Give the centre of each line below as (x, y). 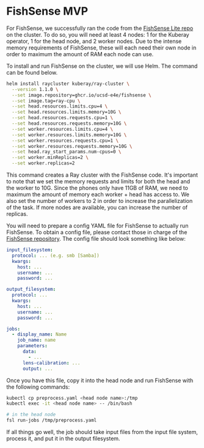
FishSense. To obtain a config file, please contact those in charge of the (97, 232)
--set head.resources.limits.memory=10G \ (67, 112)
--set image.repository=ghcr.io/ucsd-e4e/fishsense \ (82, 95)
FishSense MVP (47, 11)
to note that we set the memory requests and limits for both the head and (98, 182)
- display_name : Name (39, 334)
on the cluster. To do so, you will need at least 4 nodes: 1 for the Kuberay (98, 34)
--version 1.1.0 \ (35, 89)
